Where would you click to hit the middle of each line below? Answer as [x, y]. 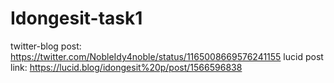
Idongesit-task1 [76, 18]
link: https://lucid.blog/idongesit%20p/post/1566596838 [126, 67]
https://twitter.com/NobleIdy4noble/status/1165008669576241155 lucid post [167, 56]
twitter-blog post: [46, 46]
